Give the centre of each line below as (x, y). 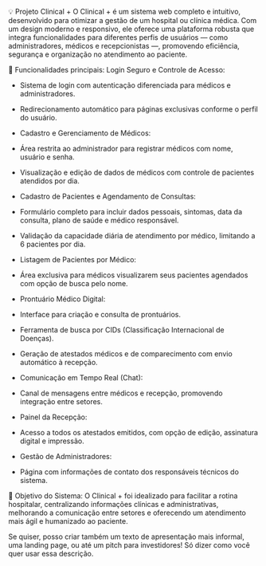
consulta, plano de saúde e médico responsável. (99, 220)
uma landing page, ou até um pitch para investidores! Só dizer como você (129, 545)
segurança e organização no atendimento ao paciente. (98, 54)
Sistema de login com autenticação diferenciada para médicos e (125, 85)
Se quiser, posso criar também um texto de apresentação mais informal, (127, 537)
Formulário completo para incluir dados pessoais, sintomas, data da (131, 212)
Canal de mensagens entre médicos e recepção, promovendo (121, 393)
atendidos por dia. (49, 181)
